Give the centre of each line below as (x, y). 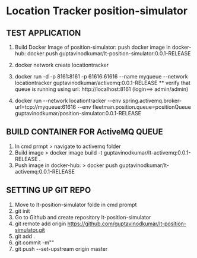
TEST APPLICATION (44, 33)
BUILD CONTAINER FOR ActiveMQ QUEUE (85, 132)
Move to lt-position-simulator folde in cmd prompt (76, 204)
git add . (25, 236)
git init (22, 211)
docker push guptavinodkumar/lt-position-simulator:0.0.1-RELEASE (109, 54)
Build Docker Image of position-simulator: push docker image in (93, 47)
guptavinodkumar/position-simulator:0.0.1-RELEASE (78, 113)
